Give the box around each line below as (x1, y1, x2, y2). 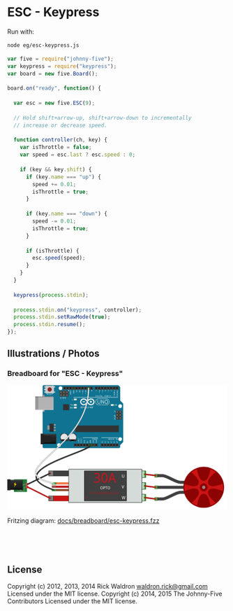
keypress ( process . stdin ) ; (13, 291, 89, 298)
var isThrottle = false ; (20, 144, 92, 151)
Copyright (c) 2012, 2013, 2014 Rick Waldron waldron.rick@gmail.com (7, 582, 208, 591)
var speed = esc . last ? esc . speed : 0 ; (20, 151, 136, 158)
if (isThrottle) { (25, 247, 80, 254)
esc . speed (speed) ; (32, 255, 86, 262)
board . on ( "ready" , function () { (7, 85, 101, 92)
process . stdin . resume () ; (13, 321, 86, 328)
